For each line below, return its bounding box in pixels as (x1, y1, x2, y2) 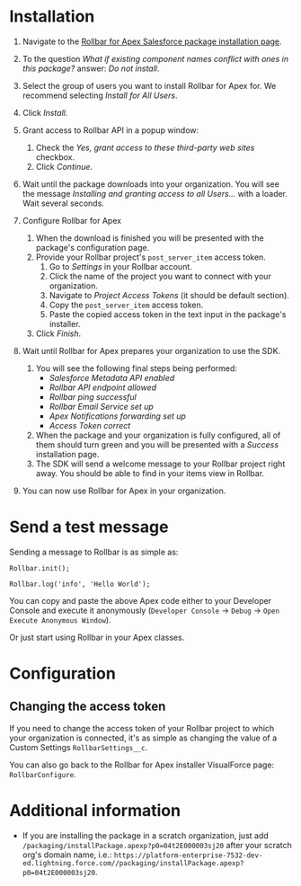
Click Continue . (35, 161, 93, 172)
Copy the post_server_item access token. (49, 299, 204, 310)
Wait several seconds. (22, 198, 105, 208)
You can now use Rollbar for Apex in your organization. (22, 485, 226, 496)
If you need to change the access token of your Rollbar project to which (9, 722, 275, 733)
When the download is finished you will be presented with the (35, 232, 264, 244)
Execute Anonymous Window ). (9, 614, 111, 625)
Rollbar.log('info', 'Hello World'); (9, 580, 151, 589)
